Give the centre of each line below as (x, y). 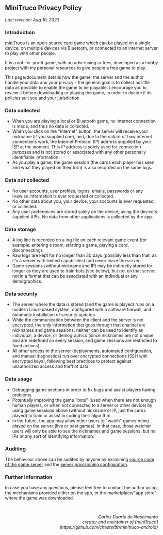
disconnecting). (28, 250)
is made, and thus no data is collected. (51, 126)
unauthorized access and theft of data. (51, 366)
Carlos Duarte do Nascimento (128, 517)
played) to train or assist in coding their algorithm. (62, 415)
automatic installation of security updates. (54, 315)
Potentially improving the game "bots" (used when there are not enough (84, 400)
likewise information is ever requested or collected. (63, 196)
